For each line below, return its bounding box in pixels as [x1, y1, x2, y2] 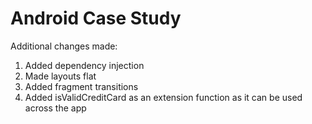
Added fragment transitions [24, 80, 139, 92]
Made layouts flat [24, 70, 97, 82]
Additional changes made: [10, 40, 118, 52]
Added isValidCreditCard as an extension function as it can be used [24, 91, 303, 103]
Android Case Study [10, 7, 182, 30]
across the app [24, 102, 87, 114]
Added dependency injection [24, 59, 145, 71]
